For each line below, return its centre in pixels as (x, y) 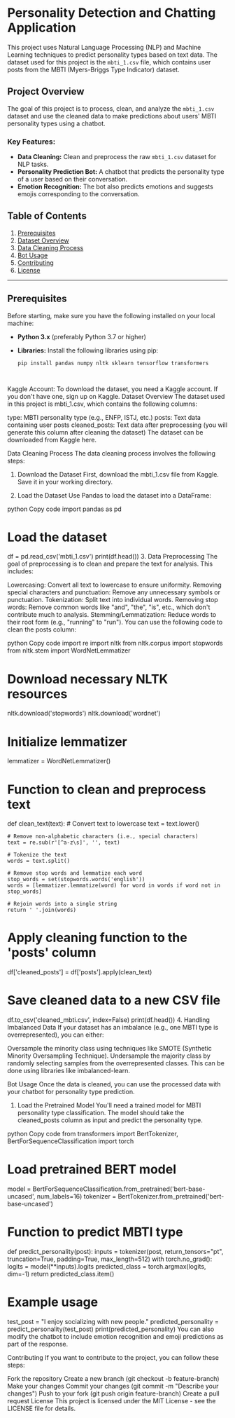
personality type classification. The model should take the (101, 1113)
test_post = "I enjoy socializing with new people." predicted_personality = (113, 1321)
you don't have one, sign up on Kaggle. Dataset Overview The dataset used (116, 396)
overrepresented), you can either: (56, 1035)
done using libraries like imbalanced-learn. (69, 1071)
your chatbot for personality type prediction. (71, 1092)
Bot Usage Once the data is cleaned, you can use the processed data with (114, 1084)
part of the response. (38, 1344)
